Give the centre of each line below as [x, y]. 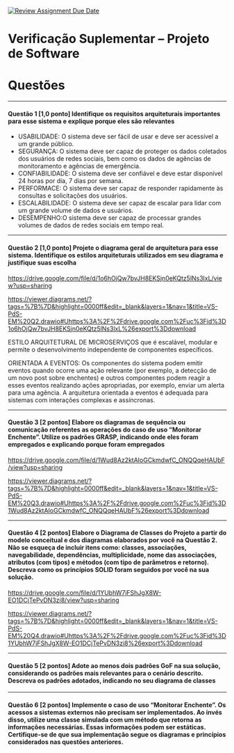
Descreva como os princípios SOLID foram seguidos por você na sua [109, 570]
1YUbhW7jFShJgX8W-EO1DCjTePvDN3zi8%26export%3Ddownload [105, 643]
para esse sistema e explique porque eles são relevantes [91, 121]
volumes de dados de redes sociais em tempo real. [91, 225]
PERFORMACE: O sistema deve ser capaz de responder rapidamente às [120, 189]
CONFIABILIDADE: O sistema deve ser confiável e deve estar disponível [120, 173]
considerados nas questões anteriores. [66, 742]
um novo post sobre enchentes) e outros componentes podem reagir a [109, 378]
